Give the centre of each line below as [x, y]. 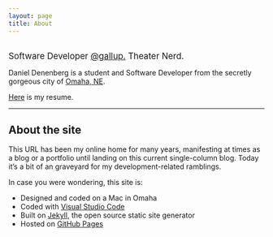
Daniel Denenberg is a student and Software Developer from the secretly [130, 72]
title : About [30, 24]
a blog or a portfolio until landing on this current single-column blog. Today [134, 158]
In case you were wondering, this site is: [76, 183]
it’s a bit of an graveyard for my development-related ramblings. [115, 166]
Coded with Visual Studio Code [72, 207]
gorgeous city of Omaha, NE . [57, 81]
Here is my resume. [41, 97]
